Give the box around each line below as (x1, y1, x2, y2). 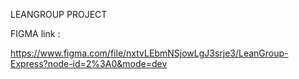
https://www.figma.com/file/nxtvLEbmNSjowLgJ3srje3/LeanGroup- (10, 47, 289, 59)
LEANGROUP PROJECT (10, 9, 108, 20)
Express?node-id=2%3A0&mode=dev (10, 58, 168, 69)
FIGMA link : (10, 28, 61, 39)
